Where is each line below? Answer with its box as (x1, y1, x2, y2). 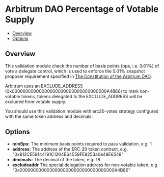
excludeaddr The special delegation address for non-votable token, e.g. (12, 162, 159, 168)
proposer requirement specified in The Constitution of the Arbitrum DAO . (5, 73, 152, 79)
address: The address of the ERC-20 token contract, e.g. (12, 146, 128, 152)
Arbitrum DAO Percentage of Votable (5, 3, 159, 15)
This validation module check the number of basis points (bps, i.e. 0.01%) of (5, 63, 160, 69)
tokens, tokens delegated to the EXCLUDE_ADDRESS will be (21, 93, 142, 99)
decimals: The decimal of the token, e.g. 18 (12, 156, 101, 162)
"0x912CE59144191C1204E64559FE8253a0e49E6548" (12, 151, 124, 157)
